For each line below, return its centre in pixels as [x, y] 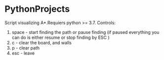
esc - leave [23, 53]
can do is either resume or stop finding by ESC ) [61, 37]
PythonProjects [37, 9]
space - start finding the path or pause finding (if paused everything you [85, 32]
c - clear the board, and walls [42, 42]
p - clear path [26, 48]
